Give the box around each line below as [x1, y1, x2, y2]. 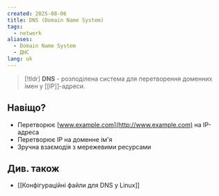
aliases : [7, 36, 33, 43]
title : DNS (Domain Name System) [7, 17, 104, 24]
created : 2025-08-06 [7, 10, 67, 17]
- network [13, 29, 42, 37]
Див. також [7, 163, 60, 174]
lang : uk [7, 56, 33, 63]
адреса [17, 128, 40, 136]
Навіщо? [7, 102, 47, 114]
